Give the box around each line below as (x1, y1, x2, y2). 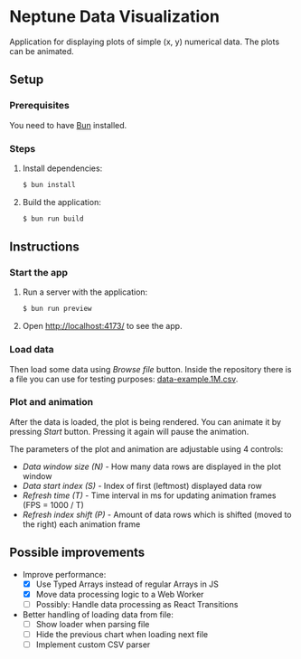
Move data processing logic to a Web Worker (35, 588, 204, 599)
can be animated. (9, 45, 74, 56)
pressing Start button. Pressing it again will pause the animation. (9, 426, 249, 437)
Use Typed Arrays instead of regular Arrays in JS (35, 579, 220, 589)
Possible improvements (9, 545, 146, 560)
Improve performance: (22, 569, 107, 579)
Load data (9, 344, 54, 356)
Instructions (9, 240, 80, 255)
